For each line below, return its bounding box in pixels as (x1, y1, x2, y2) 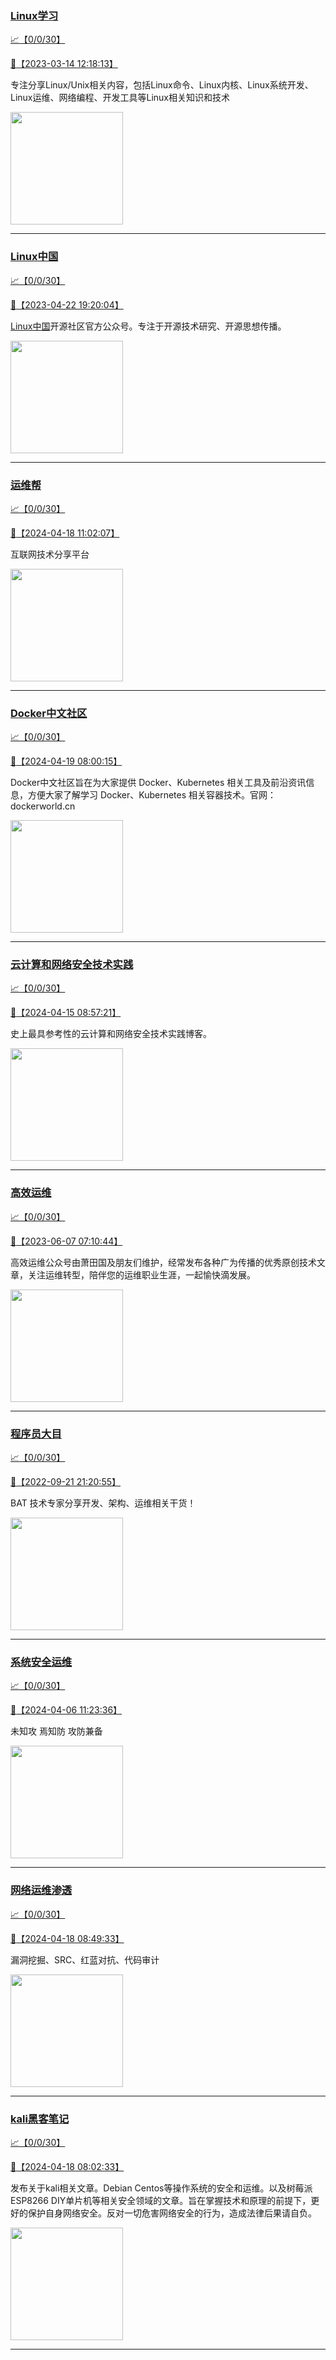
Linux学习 (10, 8, 59, 22)
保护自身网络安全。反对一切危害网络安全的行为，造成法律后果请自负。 (27, 2207, 317, 2219)
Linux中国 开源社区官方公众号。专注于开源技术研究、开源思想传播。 (10, 320, 287, 332)
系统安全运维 (10, 1655, 73, 1669)
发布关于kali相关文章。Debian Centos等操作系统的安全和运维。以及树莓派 (10, 2182, 313, 2194)
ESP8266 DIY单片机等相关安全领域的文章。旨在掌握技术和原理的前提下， (10, 2194, 312, 2206)
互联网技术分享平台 (10, 548, 90, 560)
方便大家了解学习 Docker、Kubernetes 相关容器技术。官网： (27, 789, 277, 801)
